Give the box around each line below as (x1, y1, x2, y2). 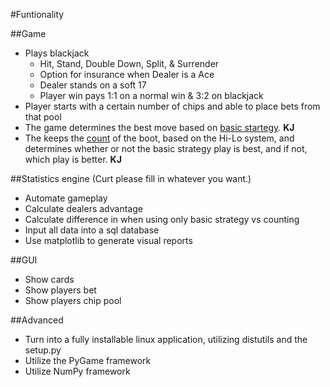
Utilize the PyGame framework (24, 355, 152, 366)
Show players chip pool (24, 295, 122, 306)
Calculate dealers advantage (24, 203, 143, 214)
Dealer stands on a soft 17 (39, 79, 147, 91)
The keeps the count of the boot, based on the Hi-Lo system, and (24, 132, 295, 144)
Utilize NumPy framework (24, 365, 131, 377)
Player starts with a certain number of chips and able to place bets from (24, 100, 321, 112)
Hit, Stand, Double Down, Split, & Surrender (39, 58, 220, 69)
